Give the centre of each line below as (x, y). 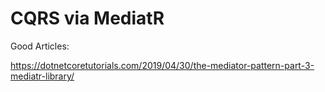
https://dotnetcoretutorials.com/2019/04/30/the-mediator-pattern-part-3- (162, 65)
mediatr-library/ (42, 76)
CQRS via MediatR (87, 18)
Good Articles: (40, 46)
